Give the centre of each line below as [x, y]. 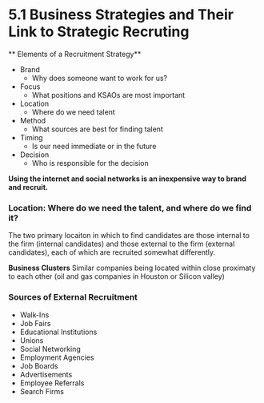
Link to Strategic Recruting [99, 32]
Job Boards [39, 365]
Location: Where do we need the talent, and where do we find [130, 208]
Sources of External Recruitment [73, 297]
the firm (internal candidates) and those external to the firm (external [122, 244]
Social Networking [50, 349]
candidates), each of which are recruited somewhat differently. [112, 252]
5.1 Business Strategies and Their [121, 15]
